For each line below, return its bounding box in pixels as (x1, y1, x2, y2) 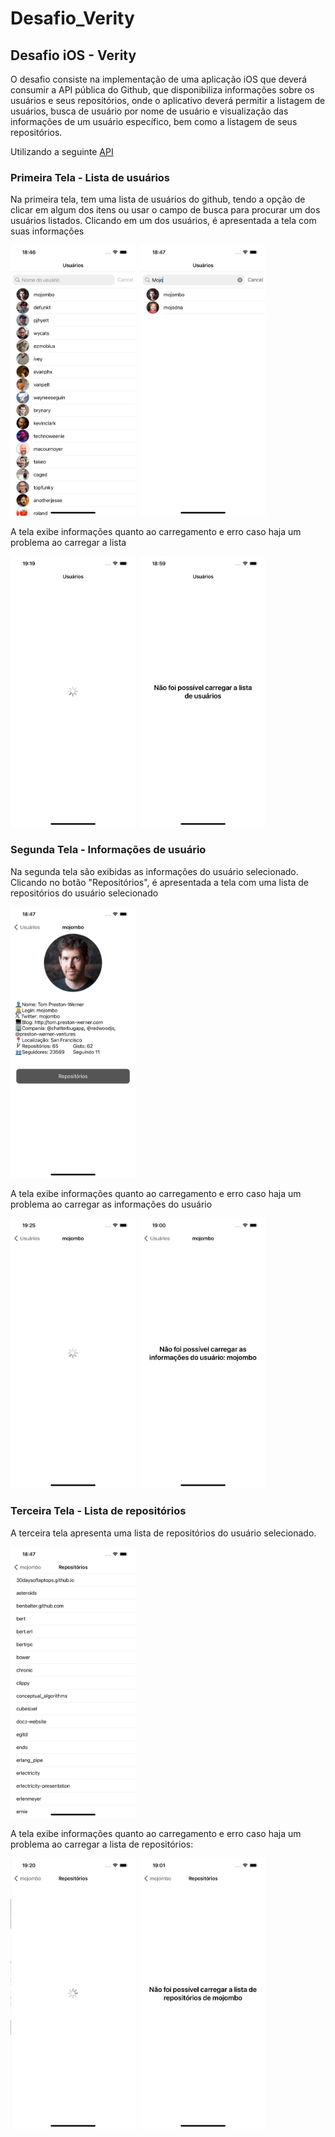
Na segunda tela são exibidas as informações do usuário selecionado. (10, 865, 299, 877)
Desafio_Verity (10, 7, 135, 30)
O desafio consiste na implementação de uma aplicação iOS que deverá (10, 73, 308, 85)
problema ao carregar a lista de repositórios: (10, 1838, 194, 1850)
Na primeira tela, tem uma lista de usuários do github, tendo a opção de (10, 193, 306, 206)
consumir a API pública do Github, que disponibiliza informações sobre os (10, 84, 315, 96)
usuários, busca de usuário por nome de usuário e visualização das (10, 105, 289, 117)
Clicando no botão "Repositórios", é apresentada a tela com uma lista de (10, 876, 309, 888)
